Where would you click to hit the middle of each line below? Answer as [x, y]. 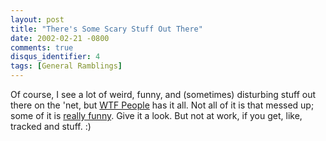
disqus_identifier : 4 [55, 57]
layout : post [37, 19]
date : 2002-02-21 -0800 [60, 38]
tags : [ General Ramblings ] [66, 66]
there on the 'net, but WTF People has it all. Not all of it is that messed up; [162, 105]
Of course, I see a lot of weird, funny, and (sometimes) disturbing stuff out [163, 94]
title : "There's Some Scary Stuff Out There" [106, 29]
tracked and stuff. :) [51, 126]
